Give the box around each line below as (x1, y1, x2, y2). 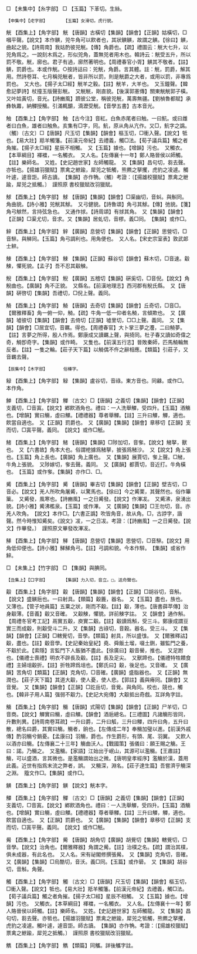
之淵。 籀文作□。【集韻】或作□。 (6, 770, 88, 776)
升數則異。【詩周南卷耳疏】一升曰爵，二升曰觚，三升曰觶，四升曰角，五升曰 (6, 718, 189, 725)
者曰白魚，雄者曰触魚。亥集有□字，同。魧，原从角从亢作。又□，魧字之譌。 (6, 122, 191, 129)
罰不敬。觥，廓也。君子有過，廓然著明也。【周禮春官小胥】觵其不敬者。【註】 (6, 58, 191, 65)
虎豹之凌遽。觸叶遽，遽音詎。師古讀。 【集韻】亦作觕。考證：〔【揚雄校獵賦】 (6, 922, 191, 929)
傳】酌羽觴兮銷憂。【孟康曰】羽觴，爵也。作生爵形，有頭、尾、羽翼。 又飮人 (6, 733, 191, 740)
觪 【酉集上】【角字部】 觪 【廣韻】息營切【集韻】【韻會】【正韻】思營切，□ (6, 228, 188, 235)
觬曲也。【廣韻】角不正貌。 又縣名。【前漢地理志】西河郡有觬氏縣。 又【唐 (6, 282, 186, 289)
